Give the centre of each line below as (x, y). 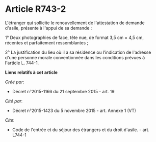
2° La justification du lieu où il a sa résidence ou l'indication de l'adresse (78, 52)
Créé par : (15, 82)
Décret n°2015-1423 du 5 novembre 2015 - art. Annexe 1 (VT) (74, 110)
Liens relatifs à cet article (31, 72)
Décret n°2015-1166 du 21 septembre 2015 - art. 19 (63, 91)
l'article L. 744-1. (22, 63)
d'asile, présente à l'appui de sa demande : (49, 28)
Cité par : (14, 101)
